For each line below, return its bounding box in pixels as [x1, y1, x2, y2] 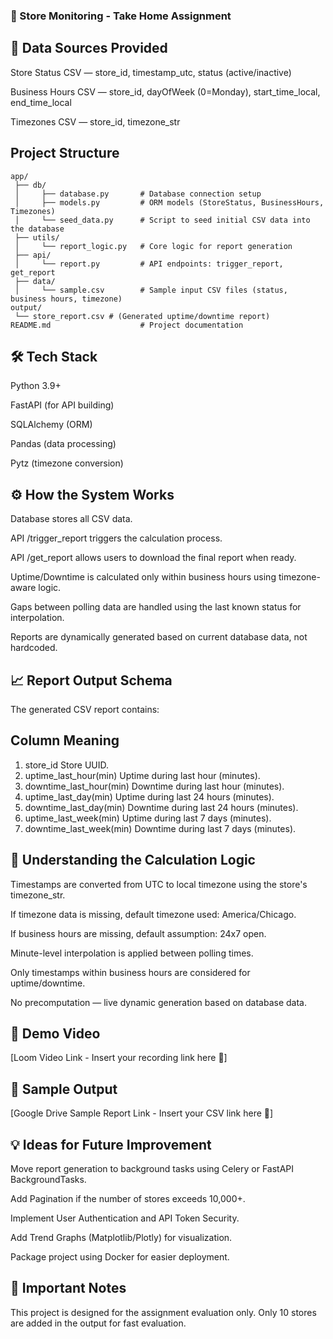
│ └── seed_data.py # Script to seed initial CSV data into [14, 215, 311, 225]
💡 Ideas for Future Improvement [10, 1136, 212, 1153]
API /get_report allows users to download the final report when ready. [10, 552, 297, 564]
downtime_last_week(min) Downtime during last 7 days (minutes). [24, 822, 297, 834]
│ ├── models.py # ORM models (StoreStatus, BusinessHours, [14, 197, 325, 208]
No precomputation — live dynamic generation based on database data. [10, 996, 307, 1008]
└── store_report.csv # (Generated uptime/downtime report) [14, 311, 271, 321]
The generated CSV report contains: [10, 703, 160, 715]
